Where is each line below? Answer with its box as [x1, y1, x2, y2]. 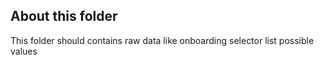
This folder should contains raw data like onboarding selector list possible [10, 34, 315, 46]
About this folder [10, 8, 118, 25]
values [10, 45, 38, 57]
